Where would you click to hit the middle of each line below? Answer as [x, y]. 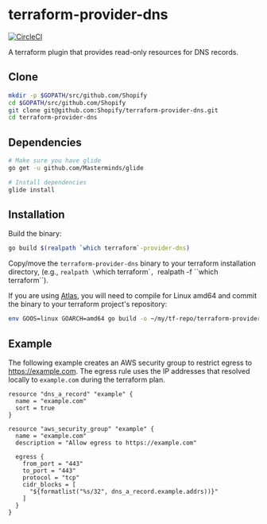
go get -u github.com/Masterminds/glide [76, 168]
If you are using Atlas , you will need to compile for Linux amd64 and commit [132, 296]
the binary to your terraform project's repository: [88, 305]
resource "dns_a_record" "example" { [71, 394]
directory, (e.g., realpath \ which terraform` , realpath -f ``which [113, 272]
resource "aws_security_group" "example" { [81, 429]
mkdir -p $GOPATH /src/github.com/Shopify [78, 95]
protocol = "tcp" [51, 477]
